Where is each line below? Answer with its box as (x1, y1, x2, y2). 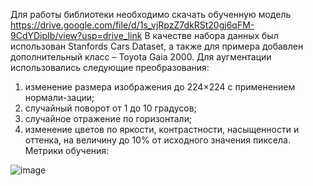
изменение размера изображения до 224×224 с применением (24, 81, 296, 93)
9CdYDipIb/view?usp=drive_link (10, 30, 143, 41)
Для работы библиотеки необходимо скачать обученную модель (10, 9, 292, 20)
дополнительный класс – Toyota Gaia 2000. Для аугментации (10, 51, 272, 63)
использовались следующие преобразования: (10, 62, 210, 73)
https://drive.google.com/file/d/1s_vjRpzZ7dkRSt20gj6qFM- (10, 19, 255, 31)
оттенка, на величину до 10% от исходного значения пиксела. (24, 134, 291, 146)
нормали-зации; (24, 92, 95, 103)
